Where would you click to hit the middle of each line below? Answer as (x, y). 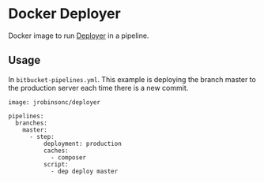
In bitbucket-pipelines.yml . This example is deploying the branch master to (132, 79)
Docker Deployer (64, 14)
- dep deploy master (84, 171)
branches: (31, 123)
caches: (56, 151)
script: (56, 164)
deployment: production (83, 144)
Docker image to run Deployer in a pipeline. (79, 35)
